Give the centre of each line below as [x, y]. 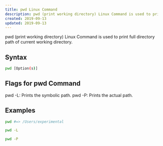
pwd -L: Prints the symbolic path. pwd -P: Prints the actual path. [69, 95]
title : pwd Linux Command [31, 9]
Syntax [16, 57]
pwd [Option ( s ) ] [21, 68]
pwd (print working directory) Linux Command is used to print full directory [80, 37]
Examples [20, 110]
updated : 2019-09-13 [26, 23]
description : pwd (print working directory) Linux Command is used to [78, 14]
